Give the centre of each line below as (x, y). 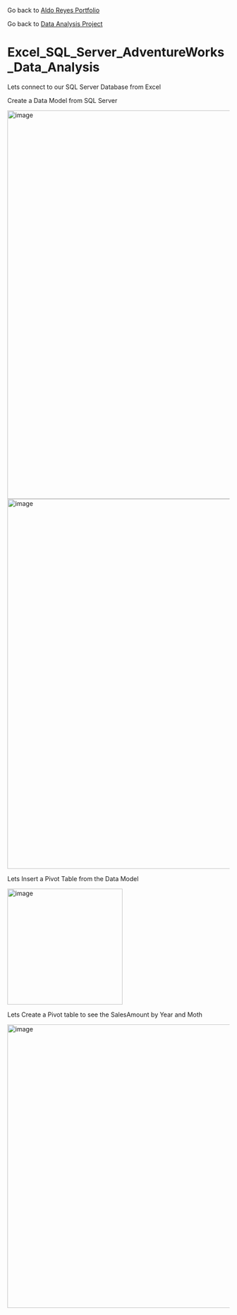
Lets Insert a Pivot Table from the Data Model (73, 878)
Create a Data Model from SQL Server (62, 100)
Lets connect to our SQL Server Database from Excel (84, 87)
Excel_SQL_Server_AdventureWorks (116, 53)
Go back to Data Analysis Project (55, 24)
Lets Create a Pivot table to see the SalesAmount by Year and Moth (105, 1014)
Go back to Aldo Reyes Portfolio (54, 10)
